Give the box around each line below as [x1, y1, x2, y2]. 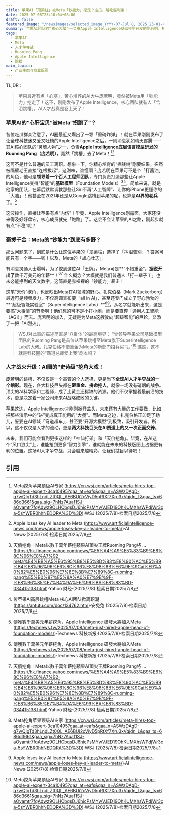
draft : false [6, 17, 33, 22]
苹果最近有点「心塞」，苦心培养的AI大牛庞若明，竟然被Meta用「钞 [18, 93, 154, 99]
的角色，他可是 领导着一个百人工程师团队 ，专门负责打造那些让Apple [6, 173, 145, 179]
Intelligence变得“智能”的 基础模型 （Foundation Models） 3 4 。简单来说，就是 [6, 179, 161, 186]
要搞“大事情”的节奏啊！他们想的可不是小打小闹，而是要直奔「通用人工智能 [6, 308, 159, 314]
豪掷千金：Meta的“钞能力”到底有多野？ [6, 236, 101, 243]
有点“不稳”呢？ [6, 223, 37, 229]
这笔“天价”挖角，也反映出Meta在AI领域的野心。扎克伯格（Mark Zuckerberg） [6, 289, 163, 295]
